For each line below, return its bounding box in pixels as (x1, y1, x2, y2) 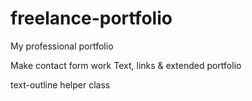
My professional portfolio (10, 40, 114, 52)
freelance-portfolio (10, 7, 173, 30)
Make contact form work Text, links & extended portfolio (10, 59, 242, 71)
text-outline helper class (10, 78, 111, 91)
